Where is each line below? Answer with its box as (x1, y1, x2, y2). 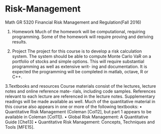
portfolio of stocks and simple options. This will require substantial (12, 58, 145, 64)
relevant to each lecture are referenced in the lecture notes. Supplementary (5, 93, 156, 99)
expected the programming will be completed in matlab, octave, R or (12, 68, 148, 74)
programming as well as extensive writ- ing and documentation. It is (12, 64, 147, 69)
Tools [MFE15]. (5, 124, 35, 130)
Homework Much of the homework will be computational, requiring (12, 28, 146, 34)
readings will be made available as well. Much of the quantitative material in (5, 98, 156, 104)
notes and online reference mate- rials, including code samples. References (5, 88, 156, 94)
